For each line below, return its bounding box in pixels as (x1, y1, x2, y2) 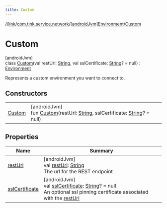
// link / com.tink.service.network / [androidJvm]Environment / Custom (5, 21, 142, 27)
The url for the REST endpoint (43, 168, 113, 175)
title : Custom (5, 7, 35, 12)
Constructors (5, 89, 48, 97)
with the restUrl (43, 195, 80, 202)
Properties (5, 133, 39, 141)
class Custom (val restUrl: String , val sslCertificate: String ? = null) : (5, 60, 141, 66)
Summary (89, 147, 113, 154)
